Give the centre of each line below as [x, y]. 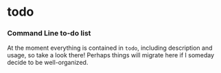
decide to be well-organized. [48, 63]
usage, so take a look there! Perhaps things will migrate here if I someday [111, 55]
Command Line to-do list [49, 33]
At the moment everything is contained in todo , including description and [110, 48]
